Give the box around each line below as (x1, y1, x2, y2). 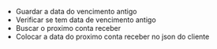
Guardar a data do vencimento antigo (15, 7, 137, 16)
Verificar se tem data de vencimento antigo (15, 15, 156, 24)
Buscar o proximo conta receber (15, 24, 121, 32)
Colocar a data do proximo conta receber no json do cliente (15, 32, 210, 41)
